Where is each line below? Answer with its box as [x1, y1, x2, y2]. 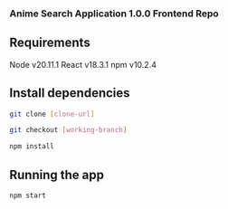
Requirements [9, 35, 90, 51]
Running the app [9, 166, 104, 183]
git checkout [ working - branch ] [9, 126, 128, 135]
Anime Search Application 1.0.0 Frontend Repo [9, 7, 219, 20]
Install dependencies [9, 85, 130, 101]
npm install [9, 142, 54, 151]
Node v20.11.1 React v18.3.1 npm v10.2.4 [9, 59, 157, 70]
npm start [9, 191, 47, 200]
